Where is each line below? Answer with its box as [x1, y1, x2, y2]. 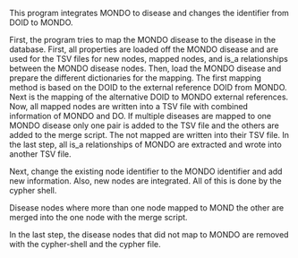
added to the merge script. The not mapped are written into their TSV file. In [9, 130, 289, 140]
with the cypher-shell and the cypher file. [9, 239, 161, 249]
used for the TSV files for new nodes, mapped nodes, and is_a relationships [9, 54, 288, 64]
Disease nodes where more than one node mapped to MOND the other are [9, 202, 285, 213]
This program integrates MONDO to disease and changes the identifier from [9, 8, 289, 18]
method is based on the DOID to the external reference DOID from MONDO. [9, 82, 288, 92]
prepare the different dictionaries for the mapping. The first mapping [9, 73, 262, 83]
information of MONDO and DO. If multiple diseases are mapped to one [9, 111, 271, 121]
